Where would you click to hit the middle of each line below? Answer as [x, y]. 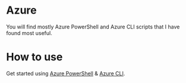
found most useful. [29, 33]
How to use [34, 57]
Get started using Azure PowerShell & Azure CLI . [66, 73]
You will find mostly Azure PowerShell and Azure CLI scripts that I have [93, 27]
